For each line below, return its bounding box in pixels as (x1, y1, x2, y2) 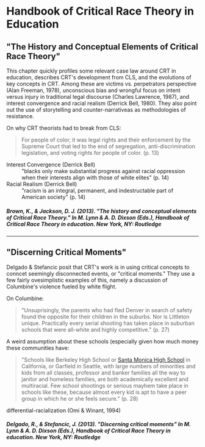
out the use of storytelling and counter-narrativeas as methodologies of (6, 106, 186, 113)
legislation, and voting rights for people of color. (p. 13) (21, 149, 160, 156)
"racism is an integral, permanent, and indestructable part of (21, 187, 174, 194)
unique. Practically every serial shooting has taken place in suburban (21, 319, 195, 327)
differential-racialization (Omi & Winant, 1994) (6, 407, 121, 414)
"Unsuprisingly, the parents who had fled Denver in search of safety (21, 306, 193, 313)
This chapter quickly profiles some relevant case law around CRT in (6, 67, 176, 74)
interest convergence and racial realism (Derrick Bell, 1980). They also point (6, 99, 197, 107)
